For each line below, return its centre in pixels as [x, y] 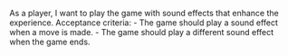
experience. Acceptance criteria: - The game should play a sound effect [144, 23]
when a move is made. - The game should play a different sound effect [142, 32]
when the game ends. [50, 42]
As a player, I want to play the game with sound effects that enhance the [144, 13]
